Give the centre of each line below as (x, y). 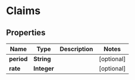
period (18, 59)
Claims (23, 11)
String (42, 59)
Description (76, 49)
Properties (26, 33)
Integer (44, 69)
